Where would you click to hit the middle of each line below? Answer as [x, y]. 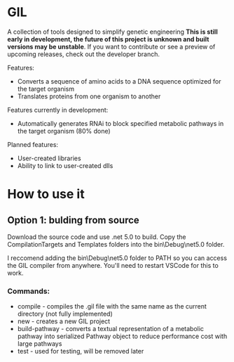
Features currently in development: [58, 110]
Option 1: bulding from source [74, 220]
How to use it [46, 194]
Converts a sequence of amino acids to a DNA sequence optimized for [119, 81]
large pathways [40, 344]
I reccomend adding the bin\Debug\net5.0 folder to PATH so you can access [117, 258]
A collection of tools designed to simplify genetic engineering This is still [113, 32]
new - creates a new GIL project [64, 321]
